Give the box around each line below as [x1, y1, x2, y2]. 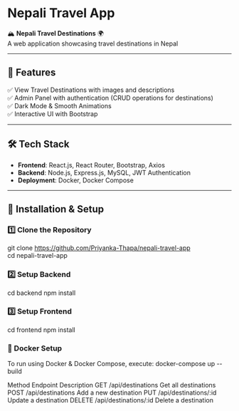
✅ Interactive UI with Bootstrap [7, 109, 98, 118]
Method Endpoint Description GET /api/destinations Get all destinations [7, 381, 216, 390]
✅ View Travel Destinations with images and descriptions [7, 85, 175, 94]
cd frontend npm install [7, 326, 76, 334]
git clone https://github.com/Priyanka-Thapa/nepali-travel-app [7, 244, 191, 252]
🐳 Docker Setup [7, 343, 63, 353]
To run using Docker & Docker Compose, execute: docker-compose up [7, 360, 216, 368]
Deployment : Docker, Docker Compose [17, 176, 134, 184]
